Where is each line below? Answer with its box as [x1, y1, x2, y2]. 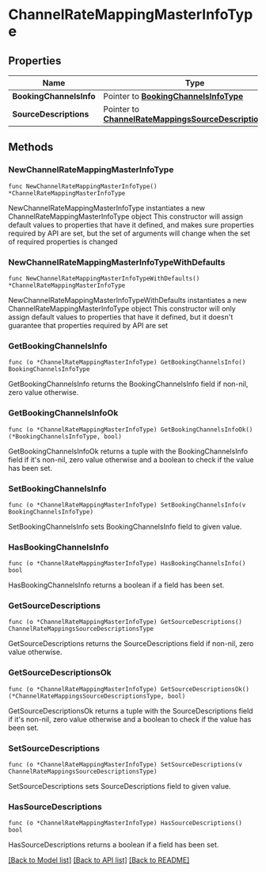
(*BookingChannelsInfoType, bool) [8, 432, 123, 441]
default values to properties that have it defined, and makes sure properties [8, 220, 255, 229]
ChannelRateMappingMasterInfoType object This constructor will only [8, 304, 236, 313]
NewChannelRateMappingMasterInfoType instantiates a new [8, 203, 206, 212]
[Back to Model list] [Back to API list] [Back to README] [8, 855, 190, 865]
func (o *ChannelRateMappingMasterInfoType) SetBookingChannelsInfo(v [8, 501, 246, 509]
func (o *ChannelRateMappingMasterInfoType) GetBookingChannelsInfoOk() [8, 426, 253, 434]
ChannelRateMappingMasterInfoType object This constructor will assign [8, 212, 244, 221]
